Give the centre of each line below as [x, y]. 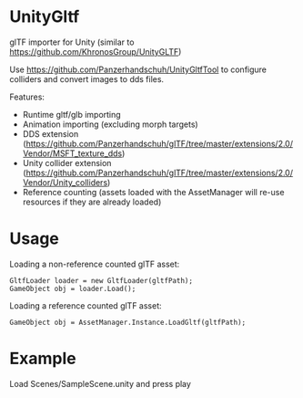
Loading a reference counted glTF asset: [86, 305]
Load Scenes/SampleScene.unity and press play [100, 383]
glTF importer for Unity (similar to [72, 42]
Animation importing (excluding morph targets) [110, 124]
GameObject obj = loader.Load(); [73, 288]
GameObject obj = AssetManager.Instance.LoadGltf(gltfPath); [128, 322]
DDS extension [50, 133]
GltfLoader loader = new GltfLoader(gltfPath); [101, 280]
